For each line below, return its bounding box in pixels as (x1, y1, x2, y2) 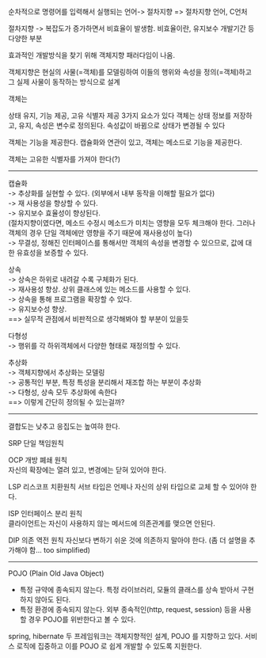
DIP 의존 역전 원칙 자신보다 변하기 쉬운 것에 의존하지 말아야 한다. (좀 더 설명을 (8, 535, 248, 545)
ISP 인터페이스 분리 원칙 (8, 509, 83, 518)
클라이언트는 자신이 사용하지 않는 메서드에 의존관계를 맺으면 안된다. (8, 519, 215, 528)
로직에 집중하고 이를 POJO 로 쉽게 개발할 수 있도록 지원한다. (16, 641, 202, 651)
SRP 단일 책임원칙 (8, 439, 65, 447)
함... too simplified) (28, 546, 91, 554)
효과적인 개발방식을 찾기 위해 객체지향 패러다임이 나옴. (8, 51, 176, 59)
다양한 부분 (8, 34, 43, 43)
